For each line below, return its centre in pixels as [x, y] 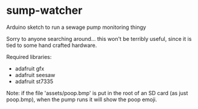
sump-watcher [44, 11]
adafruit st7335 [34, 81]
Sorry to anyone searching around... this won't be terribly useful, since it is [99, 39]
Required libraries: [29, 57]
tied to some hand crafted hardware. [52, 45]
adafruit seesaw [35, 75]
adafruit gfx [30, 68]
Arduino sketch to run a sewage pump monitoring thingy [76, 27]
